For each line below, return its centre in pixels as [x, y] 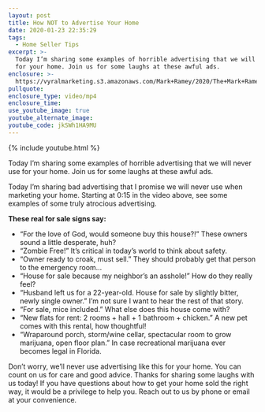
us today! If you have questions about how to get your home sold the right [128, 383]
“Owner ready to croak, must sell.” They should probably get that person [138, 259]
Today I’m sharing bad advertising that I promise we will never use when [125, 187]
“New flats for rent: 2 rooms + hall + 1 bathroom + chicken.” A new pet [134, 317]
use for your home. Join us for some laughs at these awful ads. [111, 171]
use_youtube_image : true [49, 111]
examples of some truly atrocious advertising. [82, 203]
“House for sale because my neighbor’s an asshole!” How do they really [136, 276]
